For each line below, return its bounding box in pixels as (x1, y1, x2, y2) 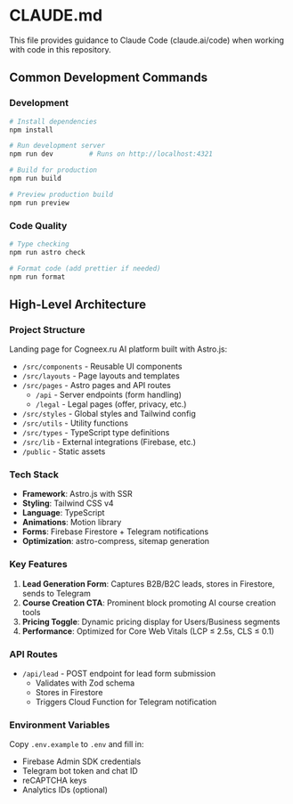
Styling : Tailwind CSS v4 (21, 498, 114, 508)
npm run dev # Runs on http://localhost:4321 (9, 150, 214, 158)
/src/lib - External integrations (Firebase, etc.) (21, 437, 197, 448)
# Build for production (9, 166, 98, 175)
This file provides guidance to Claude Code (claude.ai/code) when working (9, 35, 285, 45)
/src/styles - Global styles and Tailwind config (21, 409, 196, 419)
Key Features (9, 558, 69, 571)
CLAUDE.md (9, 5, 103, 26)
